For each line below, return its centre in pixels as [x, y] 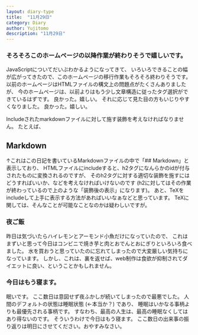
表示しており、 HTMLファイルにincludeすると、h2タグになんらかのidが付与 [98, 168]
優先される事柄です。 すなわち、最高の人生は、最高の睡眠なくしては [105, 311]
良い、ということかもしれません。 [73, 266]
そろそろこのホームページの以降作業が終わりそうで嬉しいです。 [96, 56]
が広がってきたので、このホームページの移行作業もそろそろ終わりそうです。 [98, 77]
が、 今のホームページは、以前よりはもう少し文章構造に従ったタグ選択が [95, 92]
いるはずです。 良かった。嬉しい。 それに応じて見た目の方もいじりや [100, 99]
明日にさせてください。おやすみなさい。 [76, 326]
